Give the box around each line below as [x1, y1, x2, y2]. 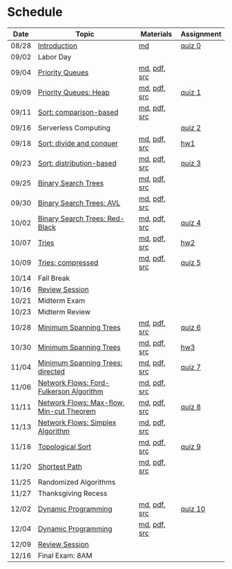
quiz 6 [180, 322, 202, 332]
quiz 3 [180, 158, 202, 168]
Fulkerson [37, 386, 70, 396]
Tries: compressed [37, 257, 99, 267]
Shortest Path [37, 461, 83, 471]
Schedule [7, 4, 64, 20]
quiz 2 [180, 122, 202, 132]
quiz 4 [180, 218, 202, 227]
